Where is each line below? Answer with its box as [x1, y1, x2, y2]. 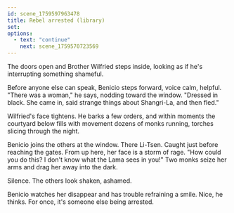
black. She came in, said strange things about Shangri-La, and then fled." [7, 98, 219, 106]
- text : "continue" [13, 37, 71, 44]
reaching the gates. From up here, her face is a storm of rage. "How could [7, 148, 221, 156]
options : [7, 30, 33, 37]
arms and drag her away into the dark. [7, 163, 118, 171]
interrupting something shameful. [7, 70, 104, 78]
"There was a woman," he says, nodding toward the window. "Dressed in [7, 91, 219, 99]
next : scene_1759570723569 [20, 43, 99, 50]
